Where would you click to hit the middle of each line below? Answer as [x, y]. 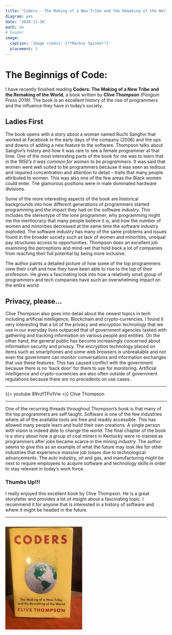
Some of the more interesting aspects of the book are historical [72, 198]
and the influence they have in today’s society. [54, 105]
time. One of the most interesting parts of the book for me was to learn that [84, 156]
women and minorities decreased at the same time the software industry [82, 226]
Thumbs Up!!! [23, 482]
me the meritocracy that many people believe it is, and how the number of [83, 221]
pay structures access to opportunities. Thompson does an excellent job [82, 242]
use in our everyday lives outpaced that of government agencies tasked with [86, 330]
